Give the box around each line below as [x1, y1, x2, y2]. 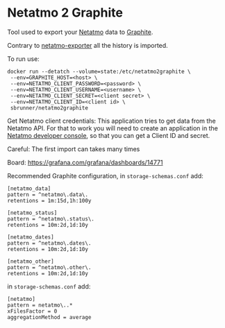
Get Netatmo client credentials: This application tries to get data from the [7, 116, 217, 125]
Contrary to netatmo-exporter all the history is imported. [7, 41, 168, 49]
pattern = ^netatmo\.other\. [7, 264, 92, 271]
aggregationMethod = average [7, 313, 92, 320]
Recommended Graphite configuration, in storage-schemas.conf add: [7, 171, 203, 180]
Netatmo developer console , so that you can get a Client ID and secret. [7, 131, 210, 139]
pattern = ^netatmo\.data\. [7, 191, 89, 198]
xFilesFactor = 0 [7, 307, 58, 315]
